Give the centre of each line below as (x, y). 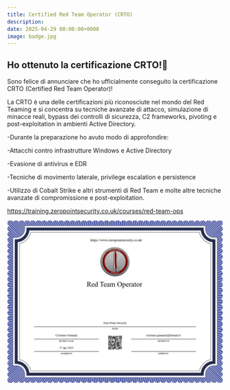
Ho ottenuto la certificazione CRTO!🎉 (88, 65)
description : (26, 22)
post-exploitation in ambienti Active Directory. (72, 124)
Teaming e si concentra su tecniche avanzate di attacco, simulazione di (108, 109)
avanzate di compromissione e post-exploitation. (76, 198)
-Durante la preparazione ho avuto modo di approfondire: (88, 137)
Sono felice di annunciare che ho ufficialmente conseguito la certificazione (112, 82)
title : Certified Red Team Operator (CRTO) (70, 14)
